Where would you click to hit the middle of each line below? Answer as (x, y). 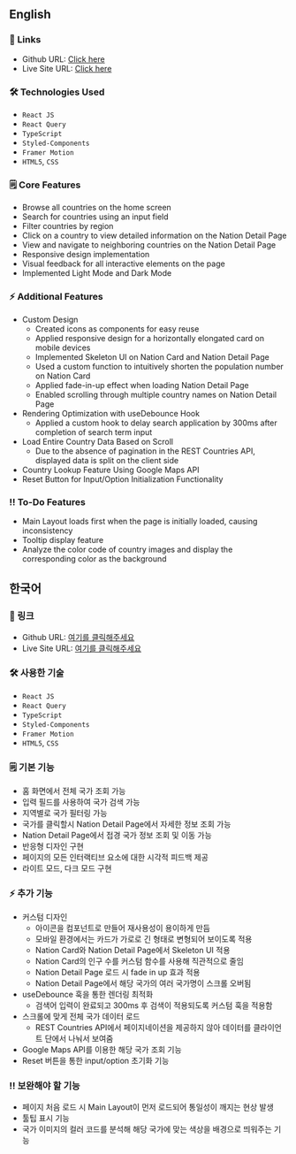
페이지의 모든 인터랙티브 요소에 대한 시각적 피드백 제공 (115, 858)
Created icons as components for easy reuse (117, 329)
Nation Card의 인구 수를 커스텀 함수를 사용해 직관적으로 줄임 (140, 961)
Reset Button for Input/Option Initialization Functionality (122, 479)
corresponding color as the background (94, 558)
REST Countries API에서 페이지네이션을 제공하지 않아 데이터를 (143, 1028)
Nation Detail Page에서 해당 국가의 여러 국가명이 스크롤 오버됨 (143, 983)
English (30, 15)
